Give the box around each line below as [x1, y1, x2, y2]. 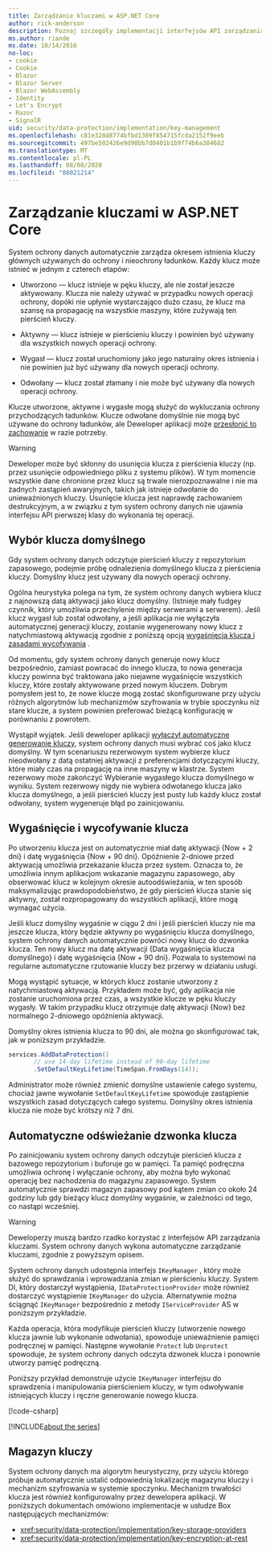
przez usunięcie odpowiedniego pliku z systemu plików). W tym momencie [8, 467, 256, 477]
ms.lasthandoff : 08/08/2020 [8, 162, 103, 170]
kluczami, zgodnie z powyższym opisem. [8, 1250, 145, 1259]
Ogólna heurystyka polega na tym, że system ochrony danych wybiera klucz [8, 587, 262, 597]
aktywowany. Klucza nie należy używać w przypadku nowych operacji [19, 288, 253, 298]
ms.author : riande [8, 34, 70, 43]
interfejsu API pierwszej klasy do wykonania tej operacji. [8, 510, 195, 520]
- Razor [8, 109, 35, 117]
